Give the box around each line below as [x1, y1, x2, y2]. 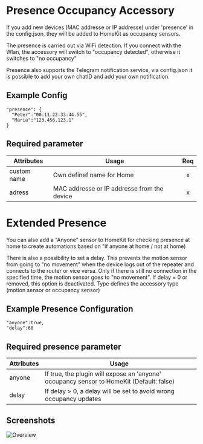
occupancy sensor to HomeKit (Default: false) [45, 377, 175, 386]
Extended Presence [6, 216, 107, 230]
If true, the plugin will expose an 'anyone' [45, 370, 161, 378]
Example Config [6, 90, 68, 100]
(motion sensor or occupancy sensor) [6, 286, 100, 293]
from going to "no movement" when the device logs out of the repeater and [6, 261, 195, 268]
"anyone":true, [6, 320, 45, 326]
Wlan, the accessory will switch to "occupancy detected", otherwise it [6, 48, 181, 55]
